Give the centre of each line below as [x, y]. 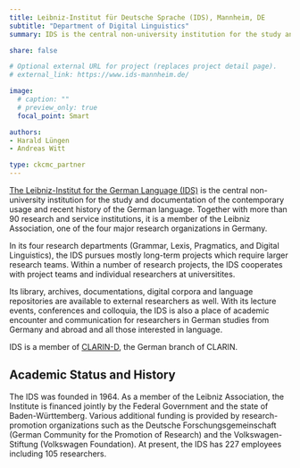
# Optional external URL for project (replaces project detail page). [143, 67]
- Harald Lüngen [39, 140]
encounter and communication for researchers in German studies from [139, 320]
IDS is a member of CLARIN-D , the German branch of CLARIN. [124, 347]
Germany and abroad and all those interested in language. [116, 329]
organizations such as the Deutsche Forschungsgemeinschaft [162, 425]
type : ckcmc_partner [48, 165]
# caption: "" [43, 99]
